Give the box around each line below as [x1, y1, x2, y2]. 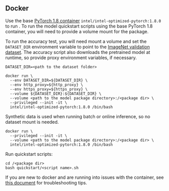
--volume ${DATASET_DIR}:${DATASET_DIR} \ [10, 91, 102, 96]
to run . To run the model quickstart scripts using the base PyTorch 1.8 [5, 23, 153, 29]
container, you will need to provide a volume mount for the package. [5, 28, 149, 35]
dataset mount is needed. [5, 119, 59, 125]
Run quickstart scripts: [5, 151, 53, 157]
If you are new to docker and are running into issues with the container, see [5, 174, 164, 180]
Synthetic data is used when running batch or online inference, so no [5, 113, 151, 119]
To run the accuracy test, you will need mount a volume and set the [5, 38, 147, 44]
